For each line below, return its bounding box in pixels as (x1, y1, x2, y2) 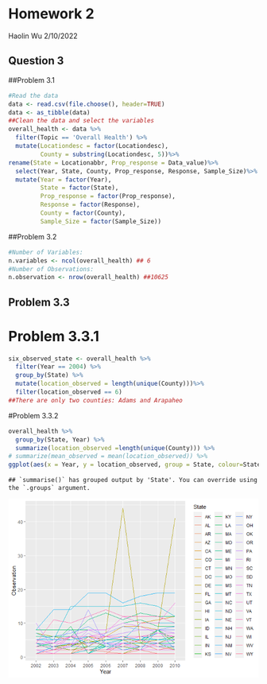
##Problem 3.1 (8, 75, 56, 84)
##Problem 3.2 (8, 231, 57, 241)
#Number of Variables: (8, 248, 83, 256)
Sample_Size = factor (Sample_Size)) (40, 217, 161, 225)
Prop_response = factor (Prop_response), (40, 192, 176, 200)
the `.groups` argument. (8, 484, 91, 492)
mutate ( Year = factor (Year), (15, 176, 112, 184)
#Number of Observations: (8, 265, 94, 273)
